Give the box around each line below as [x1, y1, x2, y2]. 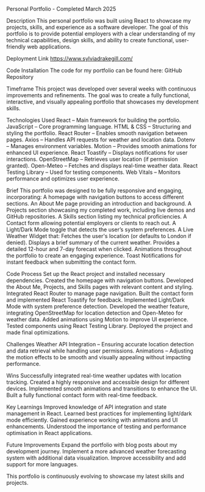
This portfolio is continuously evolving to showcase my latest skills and [6, 472, 184, 480]
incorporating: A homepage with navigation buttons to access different [6, 193, 184, 201]
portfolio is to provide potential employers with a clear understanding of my [6, 30, 196, 37]
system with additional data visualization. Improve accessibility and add [6, 454, 186, 461]
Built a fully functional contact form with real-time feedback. [6, 392, 157, 398]
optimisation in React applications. [6, 430, 93, 436]
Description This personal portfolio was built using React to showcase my [6, 17, 191, 24]
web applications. [27, 43, 71, 50]
